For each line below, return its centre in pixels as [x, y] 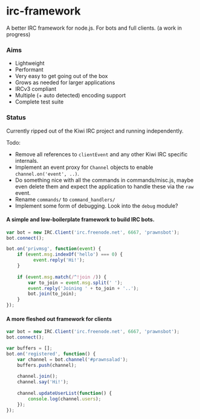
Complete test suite [39, 102]
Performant [29, 70]
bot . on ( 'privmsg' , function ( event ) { [54, 249]
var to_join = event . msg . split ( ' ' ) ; [75, 283]
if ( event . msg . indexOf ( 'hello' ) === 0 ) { [70, 255]
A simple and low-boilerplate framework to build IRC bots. [81, 220]
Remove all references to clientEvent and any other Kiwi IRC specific [101, 154]
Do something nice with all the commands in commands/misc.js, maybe [104, 180]
